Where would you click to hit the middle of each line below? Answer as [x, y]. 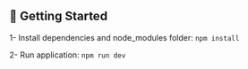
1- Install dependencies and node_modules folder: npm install [124, 37]
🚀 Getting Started [59, 16]
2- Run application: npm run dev [68, 55]
